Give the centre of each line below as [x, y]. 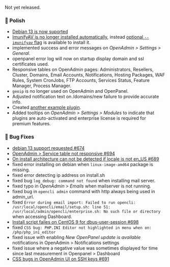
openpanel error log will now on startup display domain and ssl [78, 59]
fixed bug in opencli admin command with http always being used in [83, 191]
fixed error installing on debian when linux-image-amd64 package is [82, 164]
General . [21, 54]
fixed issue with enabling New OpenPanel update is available [76, 237]
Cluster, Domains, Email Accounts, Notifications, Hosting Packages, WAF [89, 75]
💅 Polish [15, 20]
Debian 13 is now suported [40, 32]
